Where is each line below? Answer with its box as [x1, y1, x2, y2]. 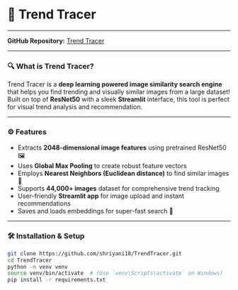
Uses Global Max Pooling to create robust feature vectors [17, 161, 187, 169]
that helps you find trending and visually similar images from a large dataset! [7, 88, 230, 96]
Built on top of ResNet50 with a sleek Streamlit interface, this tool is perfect [7, 95, 230, 104]
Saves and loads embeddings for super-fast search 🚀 [17, 206, 174, 215]
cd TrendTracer [7, 257, 52, 264]
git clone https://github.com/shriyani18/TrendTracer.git [7, 250, 182, 257]
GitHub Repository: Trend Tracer [7, 36, 105, 45]
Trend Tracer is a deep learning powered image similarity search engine [7, 80, 222, 89]
